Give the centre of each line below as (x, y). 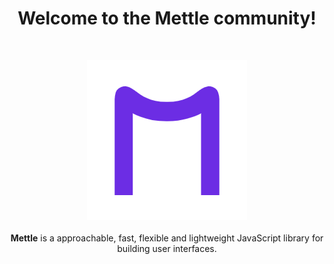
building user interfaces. (167, 248)
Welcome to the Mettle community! (167, 18)
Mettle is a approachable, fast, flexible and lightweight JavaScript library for (167, 238)
